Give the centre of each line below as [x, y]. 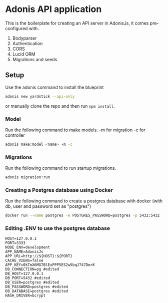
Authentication [27, 43]
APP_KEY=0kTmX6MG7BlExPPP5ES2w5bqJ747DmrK [50, 265]
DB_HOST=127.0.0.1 [24, 274]
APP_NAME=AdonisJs [24, 252]
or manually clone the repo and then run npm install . [60, 106]
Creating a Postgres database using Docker [59, 190]
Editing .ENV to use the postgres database [57, 228]
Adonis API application [53, 9]
